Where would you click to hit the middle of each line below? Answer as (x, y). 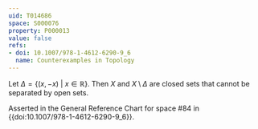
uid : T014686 (30, 16)
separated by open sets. (49, 92)
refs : (17, 46)
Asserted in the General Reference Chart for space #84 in (104, 108)
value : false (30, 38)
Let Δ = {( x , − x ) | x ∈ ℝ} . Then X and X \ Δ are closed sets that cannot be (129, 83)
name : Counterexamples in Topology (75, 61)
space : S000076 (34, 23)
